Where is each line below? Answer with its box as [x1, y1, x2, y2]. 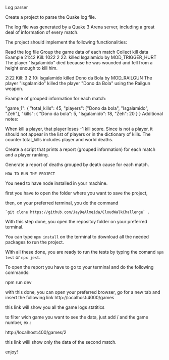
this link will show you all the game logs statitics [5, 304, 105, 310]
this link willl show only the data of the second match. [5, 339, 117, 345]
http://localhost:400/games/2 [5, 329, 67, 335]
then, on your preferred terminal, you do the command [5, 200, 119, 206]
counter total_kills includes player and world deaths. [5, 137, 114, 142]
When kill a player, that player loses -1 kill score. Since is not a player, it [5, 126, 153, 132]
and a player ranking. [5, 152, 49, 157]
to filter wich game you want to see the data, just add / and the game [5, 314, 149, 320]
